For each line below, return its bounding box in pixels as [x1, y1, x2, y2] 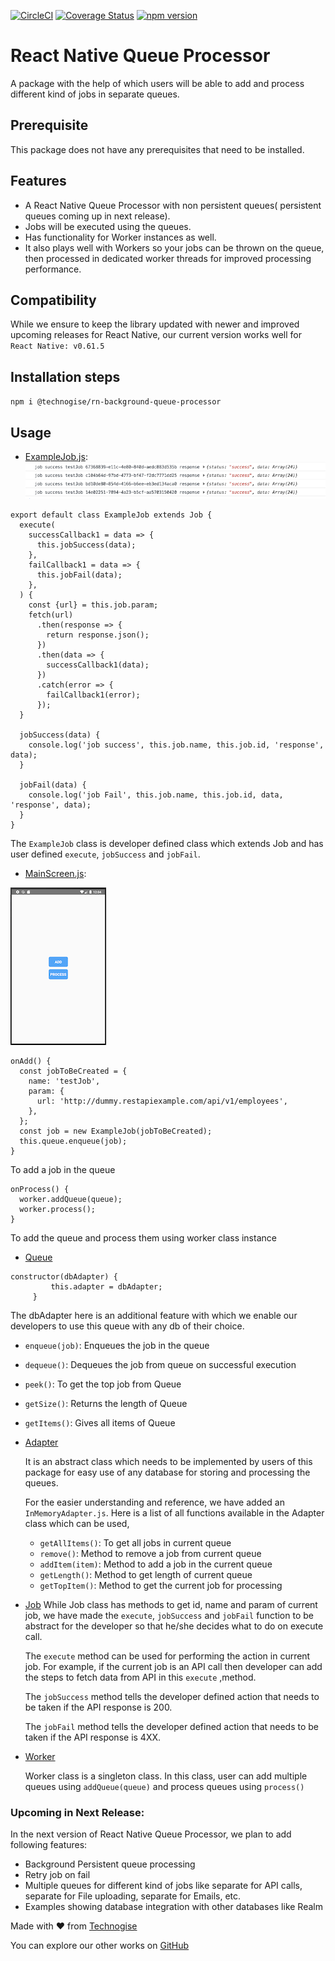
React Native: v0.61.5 [10, 341, 105, 352]
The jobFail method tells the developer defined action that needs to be [24, 1720, 320, 1732]
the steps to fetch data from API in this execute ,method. [24, 1671, 257, 1683]
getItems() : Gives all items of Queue [24, 1416, 176, 1429]
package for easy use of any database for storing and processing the [24, 1466, 311, 1478]
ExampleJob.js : [24, 451, 88, 462]
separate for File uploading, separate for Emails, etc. [24, 1890, 242, 1902]
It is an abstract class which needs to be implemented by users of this [24, 1455, 313, 1467]
